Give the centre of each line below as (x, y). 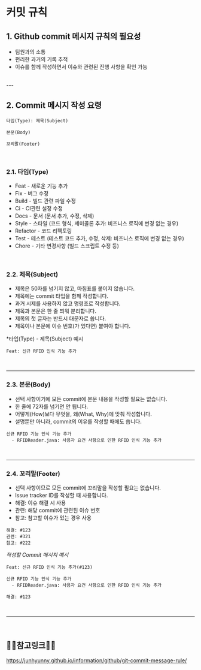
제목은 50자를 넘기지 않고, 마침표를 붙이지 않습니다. (75, 289)
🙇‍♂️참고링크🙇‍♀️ (31, 646)
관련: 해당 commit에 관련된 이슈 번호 (57, 510)
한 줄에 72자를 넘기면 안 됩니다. (51, 406)
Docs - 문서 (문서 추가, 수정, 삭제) (54, 216)
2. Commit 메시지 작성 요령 (54, 105)
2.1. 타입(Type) (28, 171)
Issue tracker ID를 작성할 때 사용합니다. (61, 495)
